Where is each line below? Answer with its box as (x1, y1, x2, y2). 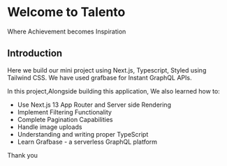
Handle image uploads (17, 123, 82, 131)
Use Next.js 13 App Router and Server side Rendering (17, 100, 171, 109)
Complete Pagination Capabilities (17, 115, 113, 123)
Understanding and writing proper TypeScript (17, 130, 149, 138)
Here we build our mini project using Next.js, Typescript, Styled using (7, 66, 207, 74)
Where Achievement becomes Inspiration (7, 27, 126, 36)
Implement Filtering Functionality (17, 107, 112, 116)
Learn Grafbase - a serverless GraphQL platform (17, 137, 158, 146)
